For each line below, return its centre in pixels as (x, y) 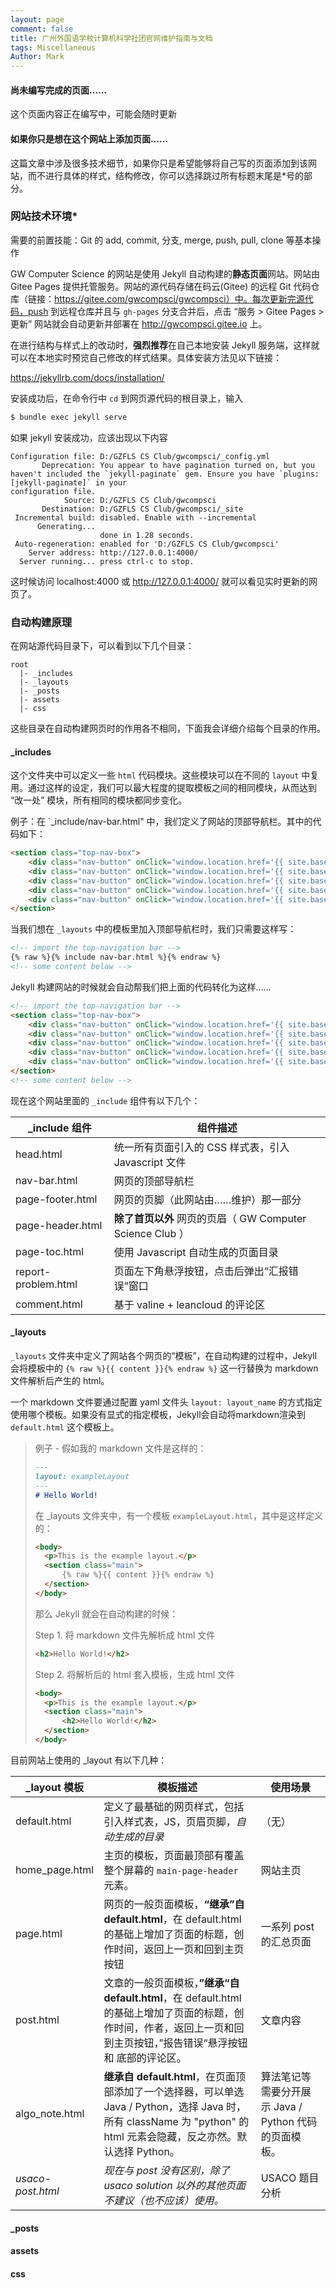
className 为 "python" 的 (188, 2121)
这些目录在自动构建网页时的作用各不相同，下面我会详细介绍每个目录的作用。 (168, 728)
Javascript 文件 (150, 1162)
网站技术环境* (44, 216)
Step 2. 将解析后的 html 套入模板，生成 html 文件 (135, 1674)
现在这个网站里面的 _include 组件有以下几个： (105, 1100)
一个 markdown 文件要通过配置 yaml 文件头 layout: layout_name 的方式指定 (166, 1402)
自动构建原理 (41, 622)
